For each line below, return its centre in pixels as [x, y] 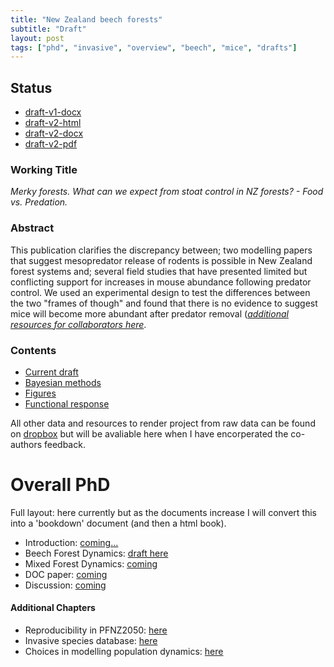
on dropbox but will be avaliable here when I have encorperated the [149, 433]
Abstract [32, 228]
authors [26, 444]
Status [31, 87]
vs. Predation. [39, 202]
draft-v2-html [53, 123]
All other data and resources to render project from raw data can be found [163, 423]
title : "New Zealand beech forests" [86, 19]
